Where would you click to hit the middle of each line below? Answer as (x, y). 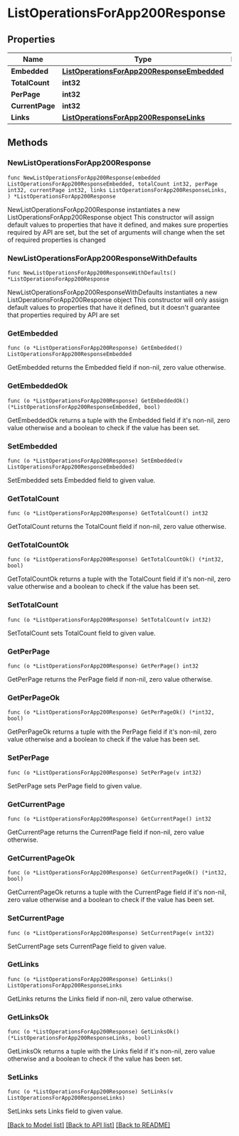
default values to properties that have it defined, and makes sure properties (118, 225)
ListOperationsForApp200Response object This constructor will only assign (118, 299)
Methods (28, 143)
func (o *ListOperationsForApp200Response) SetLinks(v (90, 1092)
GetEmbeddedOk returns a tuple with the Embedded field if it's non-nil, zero (119, 420)
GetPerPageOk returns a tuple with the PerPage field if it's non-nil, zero (112, 732)
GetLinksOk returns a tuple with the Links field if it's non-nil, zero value (111, 1051)
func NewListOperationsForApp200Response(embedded (84, 178)
